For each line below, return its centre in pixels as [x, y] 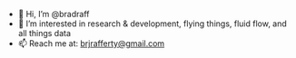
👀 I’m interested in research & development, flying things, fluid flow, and [153, 24]
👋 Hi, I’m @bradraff [54, 14]
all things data [44, 33]
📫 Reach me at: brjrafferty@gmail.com [91, 43]
